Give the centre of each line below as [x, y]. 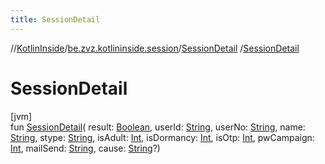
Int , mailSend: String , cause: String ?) [85, 148]
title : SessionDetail [55, 19]
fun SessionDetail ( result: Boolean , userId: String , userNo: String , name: [158, 127]
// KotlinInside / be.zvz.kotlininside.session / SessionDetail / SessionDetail [155, 48]
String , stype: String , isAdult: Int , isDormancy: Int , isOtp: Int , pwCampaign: [162, 137]
